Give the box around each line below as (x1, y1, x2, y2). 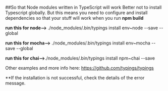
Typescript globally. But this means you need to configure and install (5, 10, 148, 16)
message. (5, 80, 26, 86)
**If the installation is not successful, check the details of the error (5, 75, 145, 80)
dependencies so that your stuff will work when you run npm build (5, 15, 144, 21)
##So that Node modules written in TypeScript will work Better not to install (5, 5, 162, 10)
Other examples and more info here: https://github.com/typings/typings (5, 65, 154, 71)
